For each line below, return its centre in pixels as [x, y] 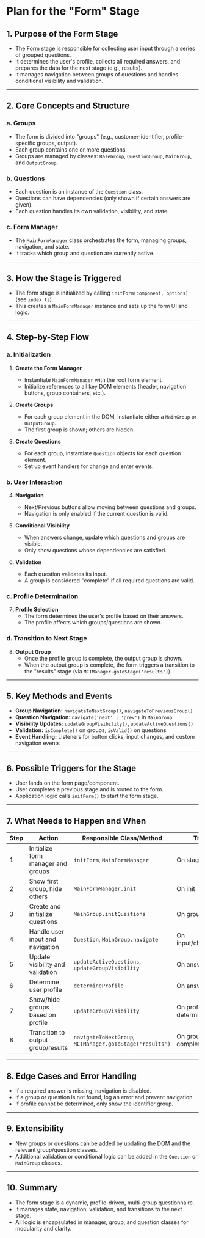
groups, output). [57, 143]
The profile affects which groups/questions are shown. [93, 623]
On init [186, 889]
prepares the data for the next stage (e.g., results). [79, 68]
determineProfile [99, 986]
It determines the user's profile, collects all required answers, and [98, 61]
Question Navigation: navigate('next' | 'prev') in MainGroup [94, 717]
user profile [45, 990]
